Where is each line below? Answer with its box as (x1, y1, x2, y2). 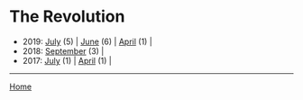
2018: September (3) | (22, 45, 105, 56)
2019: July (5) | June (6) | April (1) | (22, 36, 153, 47)
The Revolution (9, 6, 125, 27)
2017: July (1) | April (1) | (22, 55, 113, 66)
